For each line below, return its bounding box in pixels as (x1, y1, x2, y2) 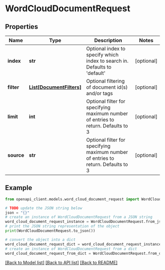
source (7, 152, 25, 158)
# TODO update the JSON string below (5, 205, 82, 211)
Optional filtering (86, 78, 125, 84)
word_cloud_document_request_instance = (5, 219, 89, 224)
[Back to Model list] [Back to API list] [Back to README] (5, 260, 118, 266)
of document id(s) (86, 84, 128, 91)
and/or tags (86, 90, 113, 97)
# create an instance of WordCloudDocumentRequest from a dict (5, 246, 137, 251)
